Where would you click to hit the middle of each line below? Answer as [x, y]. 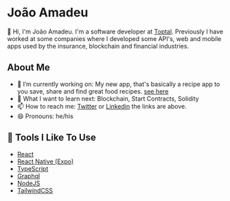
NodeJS [28, 183]
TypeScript [33, 168]
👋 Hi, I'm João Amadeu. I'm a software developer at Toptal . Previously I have [115, 31]
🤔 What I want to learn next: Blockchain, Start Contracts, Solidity [108, 98]
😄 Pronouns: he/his [45, 116]
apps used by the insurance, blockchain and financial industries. [98, 46]
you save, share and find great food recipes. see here [93, 91]
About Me [28, 67]
